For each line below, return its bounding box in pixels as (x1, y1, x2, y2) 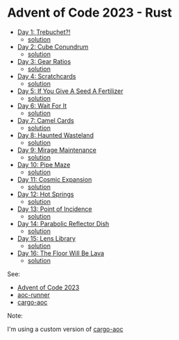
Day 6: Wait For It (17, 101, 67, 110)
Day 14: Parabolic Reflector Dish (17, 219, 110, 228)
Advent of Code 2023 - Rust (7, 5, 172, 21)
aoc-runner (17, 290, 51, 299)
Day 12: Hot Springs (17, 189, 74, 198)
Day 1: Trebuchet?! (17, 28, 71, 36)
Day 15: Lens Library (17, 234, 76, 242)
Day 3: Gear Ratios (17, 57, 71, 65)
